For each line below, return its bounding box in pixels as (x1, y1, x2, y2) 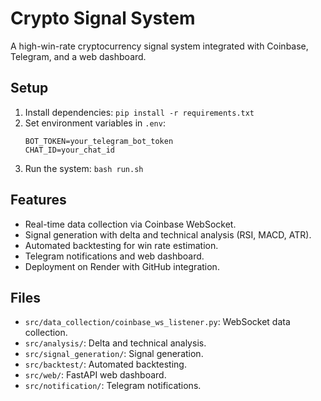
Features (10, 192, 67, 209)
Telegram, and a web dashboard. (10, 50, 147, 62)
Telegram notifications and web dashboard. (24, 250, 205, 262)
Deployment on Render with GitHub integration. (24, 260, 220, 272)
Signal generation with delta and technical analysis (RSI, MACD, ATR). (24, 228, 312, 241)
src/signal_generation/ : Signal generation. (24, 348, 204, 360)
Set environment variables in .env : (24, 117, 166, 129)
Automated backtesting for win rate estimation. (24, 239, 219, 251)
